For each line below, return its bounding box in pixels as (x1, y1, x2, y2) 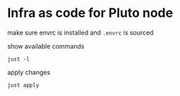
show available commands (7, 42, 85, 50)
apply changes (7, 68, 51, 76)
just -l (7, 55, 30, 63)
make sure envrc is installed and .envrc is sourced (7, 28, 154, 37)
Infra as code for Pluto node (7, 5, 174, 21)
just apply (7, 81, 40, 89)
